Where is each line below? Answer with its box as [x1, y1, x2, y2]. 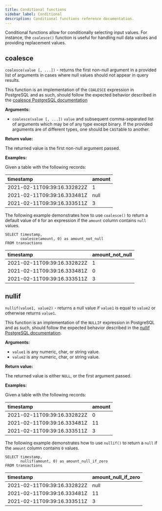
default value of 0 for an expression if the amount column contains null [5, 217, 146, 223]
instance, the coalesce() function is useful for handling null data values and [5, 35, 157, 40]
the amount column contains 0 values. [5, 445, 80, 451]
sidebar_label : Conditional [5, 12, 62, 17]
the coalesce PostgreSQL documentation [5, 97, 88, 103]
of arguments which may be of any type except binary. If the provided [12, 121, 153, 127]
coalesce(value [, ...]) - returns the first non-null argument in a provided [5, 67, 157, 73]
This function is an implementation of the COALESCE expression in [5, 87, 134, 93]
